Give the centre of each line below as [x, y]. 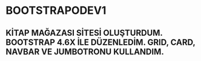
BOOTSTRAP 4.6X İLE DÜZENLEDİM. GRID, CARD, [100, 42]
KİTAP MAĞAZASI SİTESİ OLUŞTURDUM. [84, 33]
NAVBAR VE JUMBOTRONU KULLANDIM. [85, 52]
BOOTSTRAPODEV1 [56, 11]
